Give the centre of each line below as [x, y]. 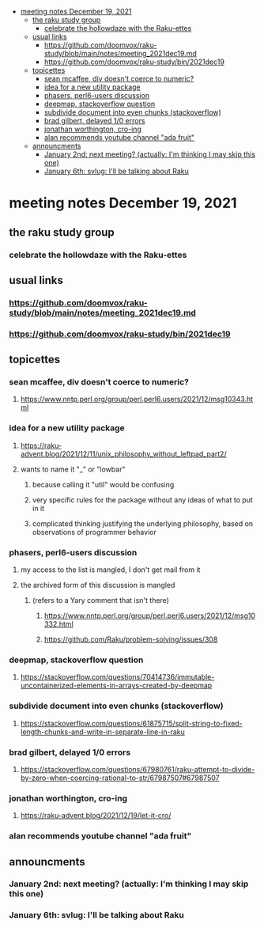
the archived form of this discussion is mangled [98, 585]
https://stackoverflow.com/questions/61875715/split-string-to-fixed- [132, 723]
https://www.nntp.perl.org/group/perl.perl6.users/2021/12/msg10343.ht [137, 400]
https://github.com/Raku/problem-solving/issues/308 [131, 639]
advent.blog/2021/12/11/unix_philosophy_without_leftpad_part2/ [124, 453]
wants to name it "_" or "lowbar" [73, 469]
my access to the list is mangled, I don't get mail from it [110, 570]
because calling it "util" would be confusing [103, 484]
